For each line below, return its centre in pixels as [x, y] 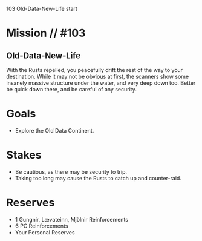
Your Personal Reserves [45, 232]
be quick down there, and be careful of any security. [72, 89]
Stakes [24, 155]
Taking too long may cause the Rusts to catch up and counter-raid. [98, 178]
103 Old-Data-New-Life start [42, 9]
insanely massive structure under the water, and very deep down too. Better [101, 83]
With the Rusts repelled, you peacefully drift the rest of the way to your [95, 70]
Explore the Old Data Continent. [54, 130]
